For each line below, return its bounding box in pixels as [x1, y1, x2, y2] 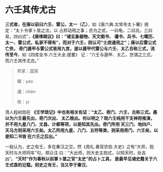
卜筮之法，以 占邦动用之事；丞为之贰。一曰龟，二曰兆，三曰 [32, 27, 153, 33]
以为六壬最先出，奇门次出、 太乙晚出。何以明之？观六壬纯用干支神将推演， [5, 115, 155, 121]
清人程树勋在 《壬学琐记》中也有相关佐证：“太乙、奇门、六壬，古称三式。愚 [5, 109, 158, 115]
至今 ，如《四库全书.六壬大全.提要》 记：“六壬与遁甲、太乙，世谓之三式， [9, 51, 155, 57]
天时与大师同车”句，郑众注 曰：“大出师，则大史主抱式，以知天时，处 [5, 150, 142, 156]
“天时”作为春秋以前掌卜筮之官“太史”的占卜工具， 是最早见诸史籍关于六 [15, 156, 158, 161]
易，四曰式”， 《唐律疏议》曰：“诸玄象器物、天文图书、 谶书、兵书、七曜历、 [5, 33, 157, 39]
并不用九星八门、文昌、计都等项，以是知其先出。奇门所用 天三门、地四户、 [5, 121, 155, 127]
